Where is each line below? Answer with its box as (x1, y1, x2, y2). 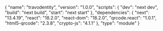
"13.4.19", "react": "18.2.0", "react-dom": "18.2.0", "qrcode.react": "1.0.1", (5, 15, 157, 20)
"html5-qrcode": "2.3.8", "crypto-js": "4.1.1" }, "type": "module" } (5, 20, 140, 26)
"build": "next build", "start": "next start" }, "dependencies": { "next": (5, 9, 150, 15)
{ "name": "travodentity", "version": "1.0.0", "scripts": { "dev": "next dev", (5, 4, 158, 10)
